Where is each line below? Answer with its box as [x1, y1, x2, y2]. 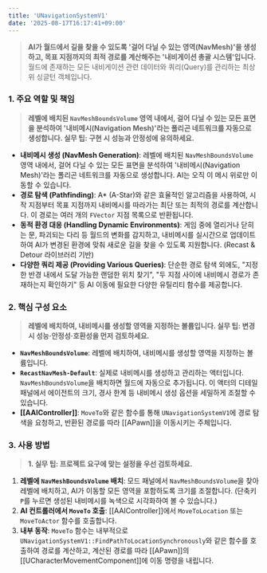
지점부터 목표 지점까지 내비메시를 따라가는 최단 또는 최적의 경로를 [28, 200, 231, 210]
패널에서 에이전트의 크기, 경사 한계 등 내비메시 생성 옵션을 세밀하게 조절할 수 [19, 388, 257, 398]
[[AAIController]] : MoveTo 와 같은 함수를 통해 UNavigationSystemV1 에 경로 [19, 408, 251, 418]
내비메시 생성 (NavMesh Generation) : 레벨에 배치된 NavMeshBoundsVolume [19, 150, 253, 159]
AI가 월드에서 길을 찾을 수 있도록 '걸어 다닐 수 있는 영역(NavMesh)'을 [27, 41, 242, 52]
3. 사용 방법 [8, 440, 50, 451]
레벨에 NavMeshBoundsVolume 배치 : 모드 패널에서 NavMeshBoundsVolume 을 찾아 [19, 476, 259, 486]
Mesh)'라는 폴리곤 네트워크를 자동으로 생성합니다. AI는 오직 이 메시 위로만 [19, 170, 249, 179]
